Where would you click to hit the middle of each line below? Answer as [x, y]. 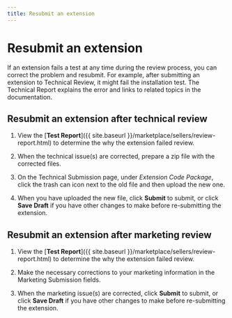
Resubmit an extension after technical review [107, 119]
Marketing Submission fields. [59, 280]
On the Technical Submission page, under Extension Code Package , [115, 177]
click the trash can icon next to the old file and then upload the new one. [121, 184]
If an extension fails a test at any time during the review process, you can [112, 67]
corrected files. [39, 164]
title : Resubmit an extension [51, 14]
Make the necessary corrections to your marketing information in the [116, 273]
